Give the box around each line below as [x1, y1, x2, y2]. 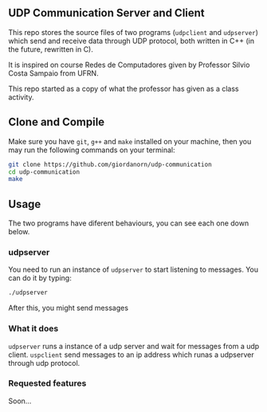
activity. [8, 92, 34, 102]
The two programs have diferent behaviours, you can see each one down [8, 218, 249, 228]
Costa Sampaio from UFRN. [8, 68, 99, 78]
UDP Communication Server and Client [8, 6, 205, 20]
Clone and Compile [8, 116, 105, 129]
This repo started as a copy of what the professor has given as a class [8, 84, 239, 93]
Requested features [8, 378, 87, 389]
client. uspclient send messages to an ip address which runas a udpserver [8, 350, 254, 359]
